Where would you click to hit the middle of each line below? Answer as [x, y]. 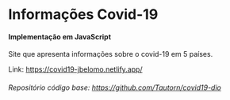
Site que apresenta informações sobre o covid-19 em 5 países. [111, 54]
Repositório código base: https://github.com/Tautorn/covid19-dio [115, 87]
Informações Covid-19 [83, 15]
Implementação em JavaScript [60, 36]
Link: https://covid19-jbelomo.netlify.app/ [75, 69]
